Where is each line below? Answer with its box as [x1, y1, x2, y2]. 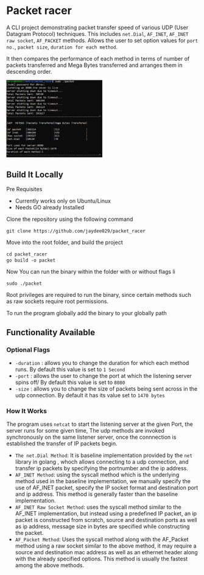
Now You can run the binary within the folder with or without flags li [6, 268, 175, 276]
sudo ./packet [6, 281, 43, 287]
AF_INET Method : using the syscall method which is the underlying [15, 471, 180, 478]
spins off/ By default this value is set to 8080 [15, 378, 125, 386]
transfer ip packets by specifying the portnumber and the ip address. [15, 465, 189, 472]
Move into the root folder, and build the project [6, 239, 123, 246]
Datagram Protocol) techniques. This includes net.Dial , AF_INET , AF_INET [6, 30, 189, 37]
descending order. [6, 68, 52, 75]
